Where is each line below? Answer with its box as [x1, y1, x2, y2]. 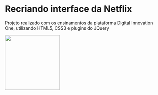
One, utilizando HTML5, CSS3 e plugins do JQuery [5, 25, 109, 31]
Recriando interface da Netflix [5, 3, 132, 15]
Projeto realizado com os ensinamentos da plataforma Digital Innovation [5, 20, 153, 26]
